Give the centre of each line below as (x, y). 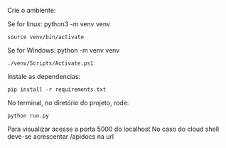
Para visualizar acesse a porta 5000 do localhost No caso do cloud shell (113, 129)
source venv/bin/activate (45, 37)
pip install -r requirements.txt (57, 90)
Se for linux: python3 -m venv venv (59, 24)
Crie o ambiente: (32, 10)
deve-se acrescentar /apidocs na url (61, 137)
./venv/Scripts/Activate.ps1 (50, 63)
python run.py (28, 116)
